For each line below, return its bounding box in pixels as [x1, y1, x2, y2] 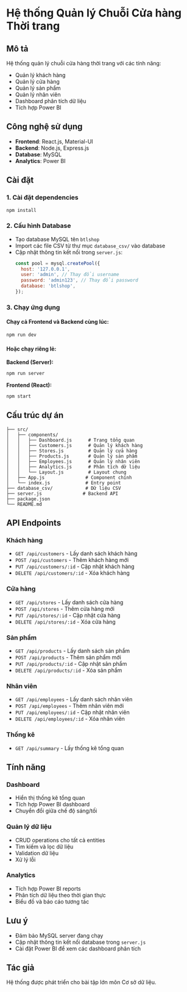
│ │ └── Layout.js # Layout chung [6, 469, 127, 475]
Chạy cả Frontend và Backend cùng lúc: [6, 318, 109, 326]
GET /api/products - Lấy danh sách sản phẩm [15, 647, 130, 654]
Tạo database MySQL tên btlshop [15, 235, 100, 243]
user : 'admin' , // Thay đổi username [21, 272, 119, 278]
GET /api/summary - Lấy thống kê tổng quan [15, 744, 124, 751]
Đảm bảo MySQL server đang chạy [15, 932, 104, 939]
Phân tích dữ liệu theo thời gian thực [15, 891, 107, 899]
